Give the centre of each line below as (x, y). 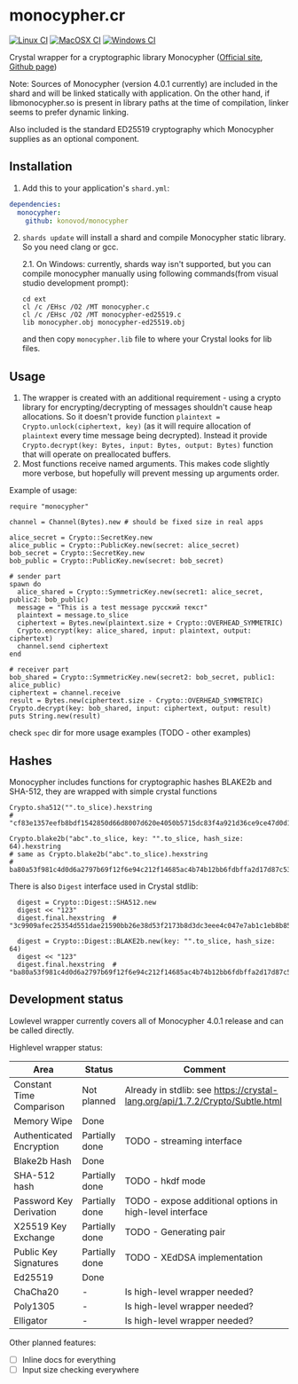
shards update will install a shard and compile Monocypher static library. (154, 238)
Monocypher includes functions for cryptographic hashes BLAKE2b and (141, 782)
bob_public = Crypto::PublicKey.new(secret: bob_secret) (117, 561)
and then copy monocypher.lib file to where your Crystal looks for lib (147, 339)
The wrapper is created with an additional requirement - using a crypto (151, 398)
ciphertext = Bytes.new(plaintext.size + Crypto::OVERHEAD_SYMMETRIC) (150, 623)
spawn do (25, 585)
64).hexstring (35, 846)
